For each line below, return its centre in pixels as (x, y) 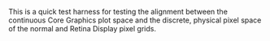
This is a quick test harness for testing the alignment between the (118, 12)
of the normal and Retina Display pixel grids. (83, 29)
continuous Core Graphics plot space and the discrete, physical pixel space (135, 20)
